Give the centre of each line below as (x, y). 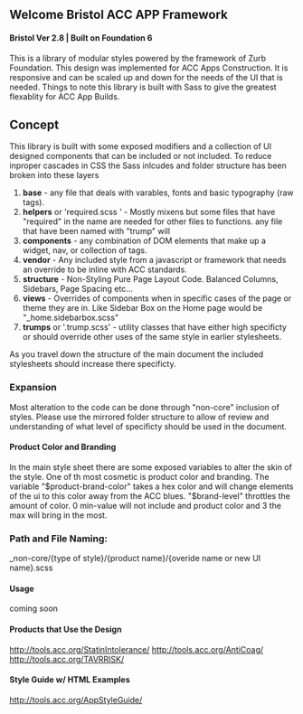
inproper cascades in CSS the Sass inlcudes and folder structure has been (148, 165)
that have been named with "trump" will (96, 231)
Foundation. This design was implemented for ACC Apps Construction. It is (149, 68)
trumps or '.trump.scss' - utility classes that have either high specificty (155, 327)
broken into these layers (54, 175)
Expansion (33, 388)
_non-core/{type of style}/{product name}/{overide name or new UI (135, 559)
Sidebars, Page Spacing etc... (78, 289)
